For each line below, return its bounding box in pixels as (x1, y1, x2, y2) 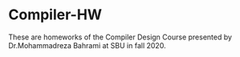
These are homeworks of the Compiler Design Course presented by (8, 32, 233, 42)
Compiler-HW (8, 6, 103, 24)
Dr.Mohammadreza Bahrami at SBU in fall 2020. (8, 40, 166, 50)
